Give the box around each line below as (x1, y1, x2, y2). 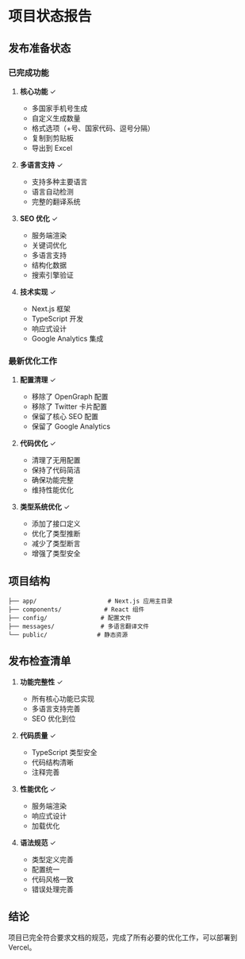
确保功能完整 (31, 476, 74, 485)
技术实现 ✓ (19, 287, 57, 296)
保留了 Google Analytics (31, 422, 111, 431)
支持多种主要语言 (31, 176, 88, 187)
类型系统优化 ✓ (19, 502, 71, 512)
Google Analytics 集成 (31, 333, 104, 343)
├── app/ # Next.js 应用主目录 (8, 597, 173, 605)
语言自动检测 (31, 187, 74, 196)
